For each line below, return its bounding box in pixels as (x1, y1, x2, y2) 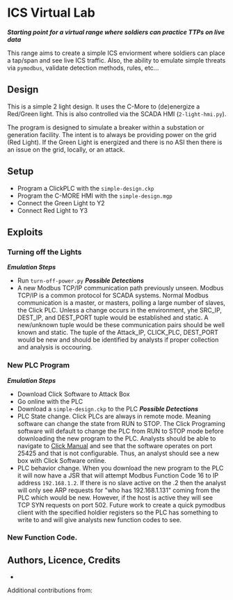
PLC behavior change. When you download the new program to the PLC (17, 464, 224, 472)
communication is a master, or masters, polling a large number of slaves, (17, 299, 226, 307)
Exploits (7, 226, 43, 238)
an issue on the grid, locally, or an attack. (7, 145, 125, 154)
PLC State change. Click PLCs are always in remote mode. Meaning (17, 412, 211, 420)
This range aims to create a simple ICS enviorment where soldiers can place (7, 49, 225, 57)
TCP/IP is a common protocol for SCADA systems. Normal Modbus (17, 291, 209, 300)
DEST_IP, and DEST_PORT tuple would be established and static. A (17, 313, 209, 322)
